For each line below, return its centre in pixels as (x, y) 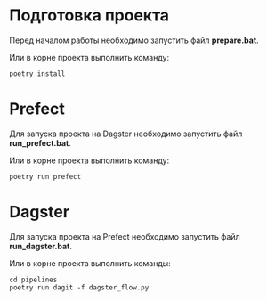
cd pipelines (33, 280)
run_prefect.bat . (40, 142)
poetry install (37, 73)
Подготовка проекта (89, 16)
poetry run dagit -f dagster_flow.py (79, 287)
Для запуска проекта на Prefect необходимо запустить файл (125, 236)
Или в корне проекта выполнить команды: (90, 263)
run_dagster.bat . (41, 246)
